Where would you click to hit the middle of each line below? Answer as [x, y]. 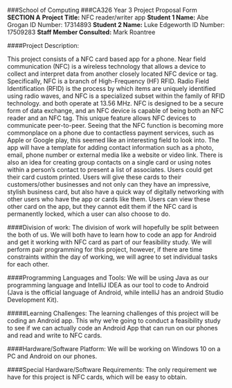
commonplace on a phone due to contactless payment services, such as [111, 133]
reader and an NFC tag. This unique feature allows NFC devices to [102, 118]
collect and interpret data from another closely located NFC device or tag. [113, 74]
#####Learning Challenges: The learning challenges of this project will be [113, 313]
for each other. [28, 264]
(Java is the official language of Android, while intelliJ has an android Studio [115, 292]
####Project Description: [43, 45]
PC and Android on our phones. [52, 356]
